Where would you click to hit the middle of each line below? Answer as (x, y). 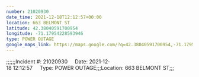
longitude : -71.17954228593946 (45, 34)
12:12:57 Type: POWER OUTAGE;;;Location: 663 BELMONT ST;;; (94, 68)
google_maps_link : (29, 45)
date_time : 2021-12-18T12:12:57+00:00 (54, 17)
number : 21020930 (28, 12)
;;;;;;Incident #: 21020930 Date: (47, 61)
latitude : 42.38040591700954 (42, 28)
